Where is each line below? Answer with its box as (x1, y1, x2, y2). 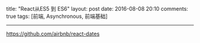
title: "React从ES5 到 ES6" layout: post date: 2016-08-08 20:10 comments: (6, 5, 189, 12)
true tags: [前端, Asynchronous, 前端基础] (6, 13, 108, 20)
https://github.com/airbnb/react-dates (6, 30, 100, 37)
